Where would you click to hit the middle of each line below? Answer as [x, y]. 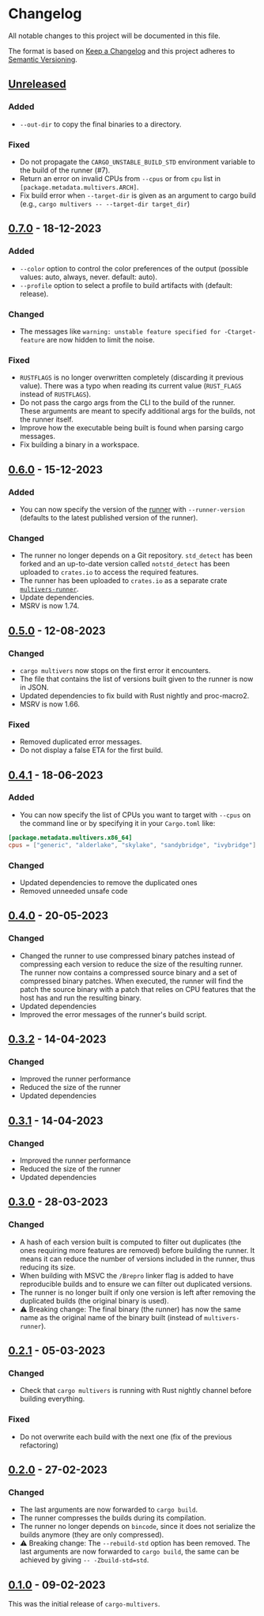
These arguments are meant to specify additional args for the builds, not [137, 411]
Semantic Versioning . [43, 59]
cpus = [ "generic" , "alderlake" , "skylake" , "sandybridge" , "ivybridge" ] [132, 845]
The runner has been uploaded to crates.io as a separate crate [123, 581]
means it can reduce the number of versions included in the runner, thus [137, 1258]
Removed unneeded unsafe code [74, 891]
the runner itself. [46, 419]
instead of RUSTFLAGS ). [55, 394]
